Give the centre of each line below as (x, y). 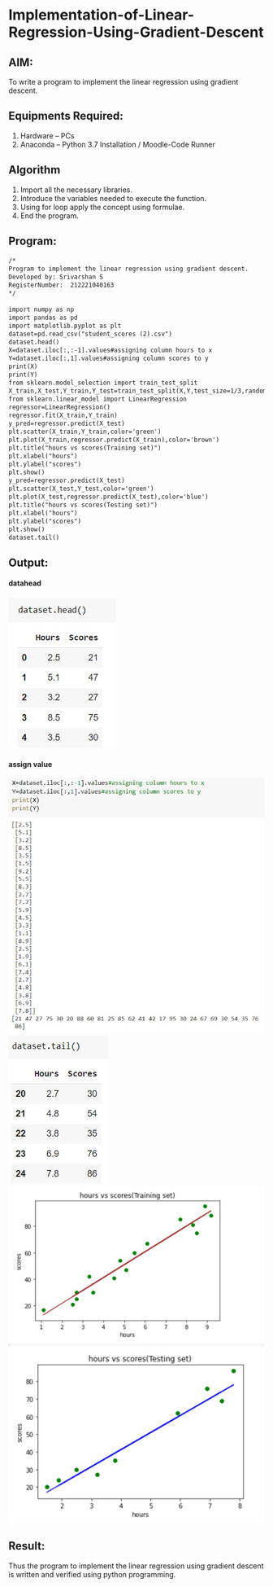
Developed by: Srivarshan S (56, 277)
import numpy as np (41, 310)
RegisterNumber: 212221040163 (61, 285)
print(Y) (23, 375)
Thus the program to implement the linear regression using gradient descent (136, 1566)
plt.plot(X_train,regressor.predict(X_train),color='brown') (114, 440)
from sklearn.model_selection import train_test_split (103, 383)
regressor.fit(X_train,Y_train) (63, 416)
